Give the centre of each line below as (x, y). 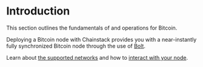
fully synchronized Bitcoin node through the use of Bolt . (76, 46)
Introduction (38, 11)
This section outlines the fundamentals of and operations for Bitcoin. (92, 28)
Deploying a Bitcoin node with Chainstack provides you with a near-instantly (101, 39)
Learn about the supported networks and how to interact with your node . (97, 57)
